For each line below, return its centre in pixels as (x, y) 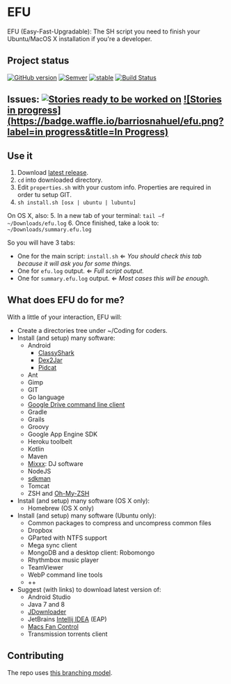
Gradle (37, 412)
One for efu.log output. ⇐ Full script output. (81, 271)
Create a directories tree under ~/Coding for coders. (93, 330)
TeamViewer (46, 567)
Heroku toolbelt (50, 441)
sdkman (39, 479)
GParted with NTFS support (67, 538)
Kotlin (36, 449)
